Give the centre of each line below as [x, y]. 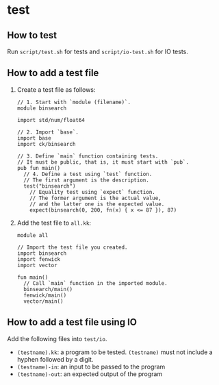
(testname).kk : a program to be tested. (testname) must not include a [115, 352]
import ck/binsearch [46, 144]
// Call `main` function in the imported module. [95, 283]
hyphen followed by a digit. [55, 359]
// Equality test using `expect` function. [92, 192]
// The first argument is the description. [86, 180]
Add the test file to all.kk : [54, 223]
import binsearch [42, 253]
